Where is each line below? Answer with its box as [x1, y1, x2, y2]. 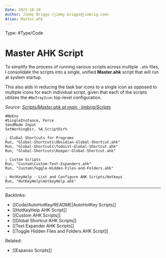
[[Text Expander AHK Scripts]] [12, 223, 74, 229]
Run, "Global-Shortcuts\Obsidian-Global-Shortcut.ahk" [5, 140, 121, 145]
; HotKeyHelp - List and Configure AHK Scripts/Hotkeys [5, 175, 123, 180]
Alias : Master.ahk [5, 16, 43, 21]
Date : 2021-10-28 [5, 7, 41, 12]
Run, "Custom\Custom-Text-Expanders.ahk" [5, 162, 92, 167]
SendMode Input [5, 123, 37, 128]
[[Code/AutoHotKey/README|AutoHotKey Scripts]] [12, 202, 117, 208]
